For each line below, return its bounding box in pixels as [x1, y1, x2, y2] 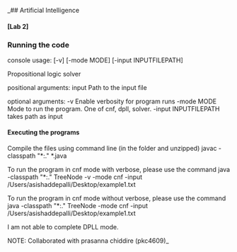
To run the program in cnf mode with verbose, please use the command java [7, 166, 231, 174]
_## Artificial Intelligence [7, 6, 80, 14]
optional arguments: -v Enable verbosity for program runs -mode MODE [7, 97, 217, 105]
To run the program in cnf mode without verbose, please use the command [7, 194, 226, 202]
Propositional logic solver [7, 69, 81, 78]
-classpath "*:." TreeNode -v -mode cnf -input [7, 173, 143, 181]
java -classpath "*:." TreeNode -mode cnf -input [7, 202, 149, 210]
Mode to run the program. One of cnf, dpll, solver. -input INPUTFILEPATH [7, 104, 220, 113]
